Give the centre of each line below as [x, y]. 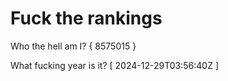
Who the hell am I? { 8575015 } [73, 46]
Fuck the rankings [86, 18]
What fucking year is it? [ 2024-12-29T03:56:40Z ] [114, 65]
